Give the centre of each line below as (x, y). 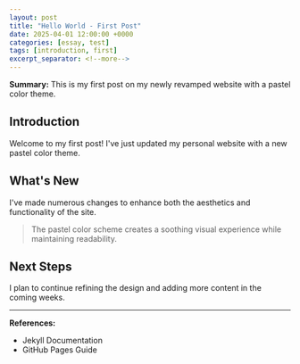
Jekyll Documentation (62, 341)
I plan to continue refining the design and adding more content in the (135, 288)
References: (33, 323)
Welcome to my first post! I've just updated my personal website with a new (148, 143)
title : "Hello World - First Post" (75, 26)
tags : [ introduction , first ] (63, 51)
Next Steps (41, 267)
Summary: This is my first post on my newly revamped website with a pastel (150, 84)
